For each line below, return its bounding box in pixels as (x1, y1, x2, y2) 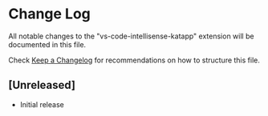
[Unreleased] (8, 78, 76, 92)
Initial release (19, 99, 64, 109)
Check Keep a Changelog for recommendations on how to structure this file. (8, 55, 261, 65)
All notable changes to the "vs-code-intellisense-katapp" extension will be (8, 31, 254, 41)
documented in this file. (8, 39, 87, 49)
